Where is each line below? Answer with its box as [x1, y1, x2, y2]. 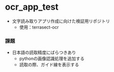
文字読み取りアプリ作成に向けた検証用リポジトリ [12, 18, 110, 24]
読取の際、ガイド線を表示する [19, 62, 79, 68]
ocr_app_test [5, 1, 59, 13]
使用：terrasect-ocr [19, 24, 59, 30]
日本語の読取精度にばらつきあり [12, 50, 76, 55]
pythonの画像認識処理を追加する [19, 55, 85, 62]
